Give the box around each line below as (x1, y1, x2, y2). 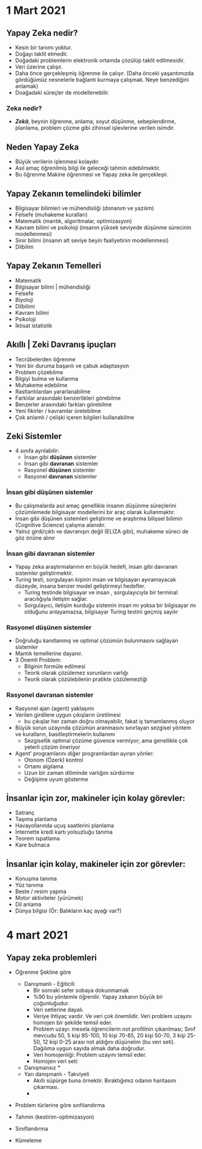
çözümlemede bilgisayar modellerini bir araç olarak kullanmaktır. (15, 508, 175, 515)
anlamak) (15, 82, 39, 90)
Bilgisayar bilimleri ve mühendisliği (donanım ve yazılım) (15, 204, 154, 212)
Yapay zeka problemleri (6, 953, 97, 963)
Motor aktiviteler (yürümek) (15, 894, 83, 902)
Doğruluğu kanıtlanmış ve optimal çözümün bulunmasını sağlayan (15, 637, 178, 645)
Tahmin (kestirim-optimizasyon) (15, 1113, 95, 1121)
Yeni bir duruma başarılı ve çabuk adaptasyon (15, 362, 129, 369)
